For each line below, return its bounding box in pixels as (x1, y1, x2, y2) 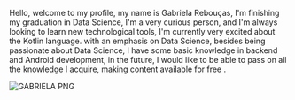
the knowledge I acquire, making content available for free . (9, 64, 227, 74)
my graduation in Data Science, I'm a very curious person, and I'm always (9, 17, 278, 27)
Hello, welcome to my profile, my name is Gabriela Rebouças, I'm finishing (9, 8, 280, 18)
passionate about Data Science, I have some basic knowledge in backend (9, 45, 278, 56)
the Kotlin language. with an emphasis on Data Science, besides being (9, 35, 266, 46)
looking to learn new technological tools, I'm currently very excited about (9, 27, 276, 36)
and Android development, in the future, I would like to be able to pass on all (9, 55, 287, 65)
